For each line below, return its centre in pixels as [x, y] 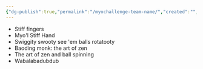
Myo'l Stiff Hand [35, 35]
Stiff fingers [29, 29]
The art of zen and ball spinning [54, 54]
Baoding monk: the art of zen [51, 48]
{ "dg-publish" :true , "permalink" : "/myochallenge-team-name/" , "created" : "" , [102, 12]
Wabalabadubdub [36, 61]
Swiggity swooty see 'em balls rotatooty [65, 41]
